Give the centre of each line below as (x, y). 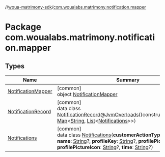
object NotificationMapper (87, 94)
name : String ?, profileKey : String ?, (97, 141)
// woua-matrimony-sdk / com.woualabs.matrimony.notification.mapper (76, 7)
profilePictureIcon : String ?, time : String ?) (105, 147)
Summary (128, 80)
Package (23, 27)
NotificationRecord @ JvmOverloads (98, 114)
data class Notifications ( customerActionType (110, 135)
